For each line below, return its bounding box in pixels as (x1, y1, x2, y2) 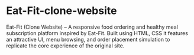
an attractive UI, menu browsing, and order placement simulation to (6, 36, 170, 43)
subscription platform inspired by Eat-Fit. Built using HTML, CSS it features (6, 29, 188, 36)
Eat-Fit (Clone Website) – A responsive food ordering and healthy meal (6, 23, 179, 30)
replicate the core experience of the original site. (6, 42, 125, 49)
